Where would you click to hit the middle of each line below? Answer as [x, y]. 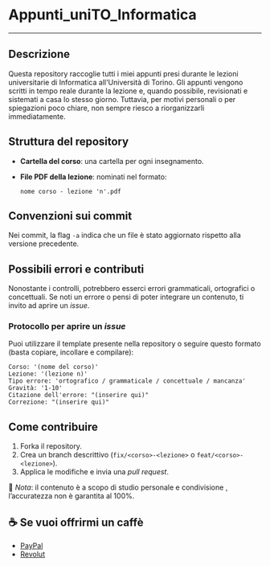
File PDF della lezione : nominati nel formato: [93, 176]
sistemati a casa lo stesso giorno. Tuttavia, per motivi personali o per [122, 99]
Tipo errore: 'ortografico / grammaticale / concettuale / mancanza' [127, 381]
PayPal [31, 546]
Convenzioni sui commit [70, 216]
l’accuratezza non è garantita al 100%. [72, 496]
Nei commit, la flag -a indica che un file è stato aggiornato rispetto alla [125, 236]
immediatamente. [37, 116]
